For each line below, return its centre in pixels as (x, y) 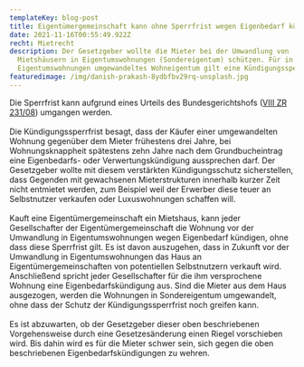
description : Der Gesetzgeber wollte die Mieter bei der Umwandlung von (149, 52)
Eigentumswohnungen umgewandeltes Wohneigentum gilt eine (129, 69)
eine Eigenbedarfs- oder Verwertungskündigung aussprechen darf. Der (142, 160)
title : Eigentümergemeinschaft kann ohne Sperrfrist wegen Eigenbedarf (147, 26)
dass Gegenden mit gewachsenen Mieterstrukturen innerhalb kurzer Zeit (145, 179)
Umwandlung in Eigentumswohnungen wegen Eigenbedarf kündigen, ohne (149, 237)
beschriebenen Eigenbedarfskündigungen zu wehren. (109, 353)
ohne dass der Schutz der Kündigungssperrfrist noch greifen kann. (134, 304)
